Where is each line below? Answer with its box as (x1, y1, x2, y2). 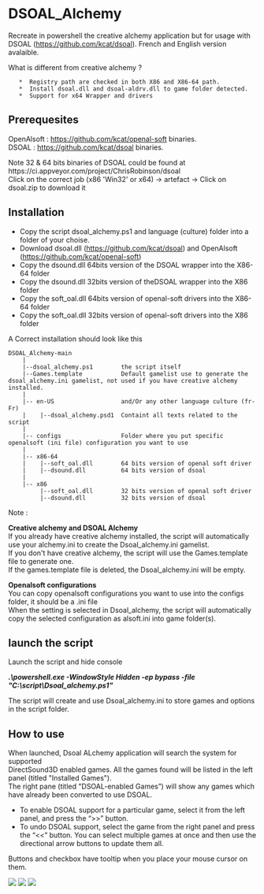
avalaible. (8, 47, 39, 57)
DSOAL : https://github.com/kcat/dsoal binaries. (8, 143, 164, 152)
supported (8, 757, 42, 766)
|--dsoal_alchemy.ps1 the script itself (22, 363, 181, 371)
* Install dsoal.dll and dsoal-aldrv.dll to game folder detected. (18, 84, 248, 93)
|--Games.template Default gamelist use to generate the (22, 369, 248, 378)
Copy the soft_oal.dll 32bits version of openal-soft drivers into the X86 (19, 310, 248, 320)
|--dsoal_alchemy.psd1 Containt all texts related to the (39, 411, 238, 419)
